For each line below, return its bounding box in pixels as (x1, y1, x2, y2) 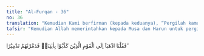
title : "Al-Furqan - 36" (6, 8, 69, 15)
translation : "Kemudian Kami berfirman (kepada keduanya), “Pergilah (6, 20, 186, 26)
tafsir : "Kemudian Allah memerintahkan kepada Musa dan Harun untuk (6, 25, 183, 32)
